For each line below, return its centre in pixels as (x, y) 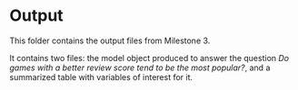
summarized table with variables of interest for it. (101, 76)
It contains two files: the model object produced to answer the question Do (149, 58)
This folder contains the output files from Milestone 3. (110, 40)
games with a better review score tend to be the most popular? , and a (140, 67)
